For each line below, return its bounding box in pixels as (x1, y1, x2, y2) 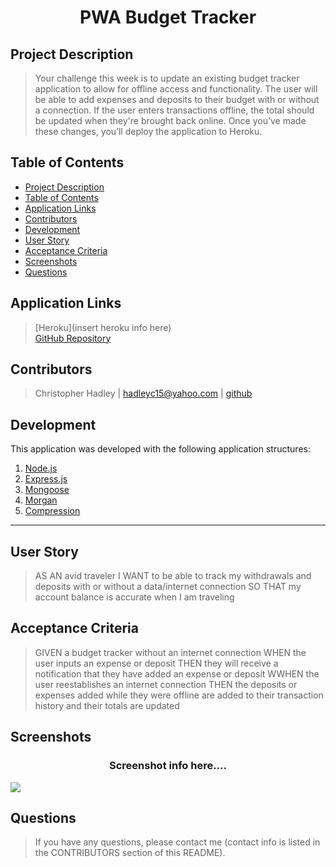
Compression (24, 505, 81, 517)
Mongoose (24, 484, 70, 496)
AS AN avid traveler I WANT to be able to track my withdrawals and (34, 570, 312, 582)
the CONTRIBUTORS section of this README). (34, 847, 226, 859)
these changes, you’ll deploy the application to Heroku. (34, 126, 263, 137)
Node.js (24, 462, 58, 475)
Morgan (24, 494, 58, 506)
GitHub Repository (34, 332, 112, 344)
